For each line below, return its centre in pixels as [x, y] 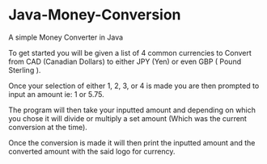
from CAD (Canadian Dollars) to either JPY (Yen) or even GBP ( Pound [125, 61]
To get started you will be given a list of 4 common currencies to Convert [130, 53]
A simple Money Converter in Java [66, 37]
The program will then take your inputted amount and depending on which [132, 110]
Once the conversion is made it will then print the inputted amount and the [132, 142]
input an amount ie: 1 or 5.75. [56, 94]
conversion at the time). [48, 127]
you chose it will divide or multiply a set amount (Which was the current [127, 118]
